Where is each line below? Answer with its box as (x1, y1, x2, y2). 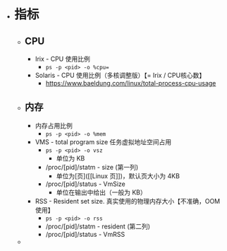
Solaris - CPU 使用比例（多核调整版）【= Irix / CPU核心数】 (35, 71, 206, 79)
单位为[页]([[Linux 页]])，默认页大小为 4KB (56, 171, 180, 180)
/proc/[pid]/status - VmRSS (45, 230, 125, 238)
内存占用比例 (35, 121, 73, 129)
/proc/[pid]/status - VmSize (45, 180, 125, 188)
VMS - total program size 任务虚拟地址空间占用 (35, 137, 171, 146)
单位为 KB (56, 153, 85, 163)
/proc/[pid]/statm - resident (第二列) (45, 222, 150, 230)
